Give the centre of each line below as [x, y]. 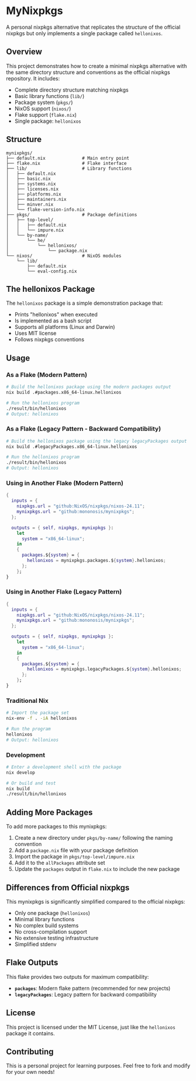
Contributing [30, 1051]
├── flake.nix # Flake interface [66, 163]
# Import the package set [37, 713]
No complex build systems [47, 925]
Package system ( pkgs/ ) [44, 102]
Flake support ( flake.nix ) [46, 115]
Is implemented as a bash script [53, 321]
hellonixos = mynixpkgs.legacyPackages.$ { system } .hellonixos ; [104, 669]
